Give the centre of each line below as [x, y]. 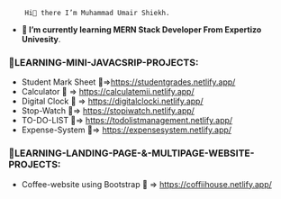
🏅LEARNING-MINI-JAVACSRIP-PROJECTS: [104, 62]
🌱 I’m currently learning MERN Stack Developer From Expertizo [141, 30]
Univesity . [41, 39]
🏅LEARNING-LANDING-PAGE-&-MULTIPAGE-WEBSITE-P [131, 153]
